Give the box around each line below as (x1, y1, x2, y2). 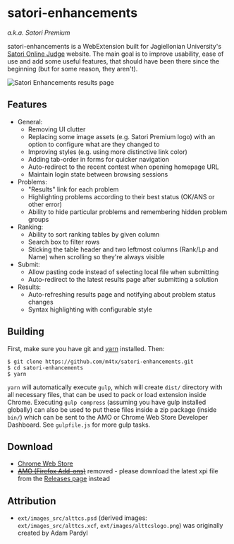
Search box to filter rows (27, 237, 100, 246)
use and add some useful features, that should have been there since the (7, 57, 220, 65)
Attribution (7, 495, 56, 507)
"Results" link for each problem (27, 185, 119, 194)
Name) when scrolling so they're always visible (27, 252, 165, 261)
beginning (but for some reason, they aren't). (7, 64, 138, 73)
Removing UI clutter (27, 125, 86, 134)
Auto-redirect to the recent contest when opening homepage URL (27, 162, 220, 171)
